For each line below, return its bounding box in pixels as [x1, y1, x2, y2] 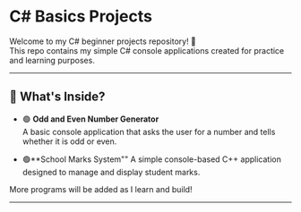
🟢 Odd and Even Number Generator [21, 114, 159, 124]
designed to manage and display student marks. [21, 166, 201, 177]
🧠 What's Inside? [9, 89, 106, 105]
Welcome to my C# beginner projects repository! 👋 [9, 36, 197, 47]
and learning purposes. [9, 55, 96, 65]
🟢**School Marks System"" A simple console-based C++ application [21, 154, 282, 165]
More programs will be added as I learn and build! [9, 183, 193, 194]
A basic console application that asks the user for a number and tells [21, 126, 276, 137]
